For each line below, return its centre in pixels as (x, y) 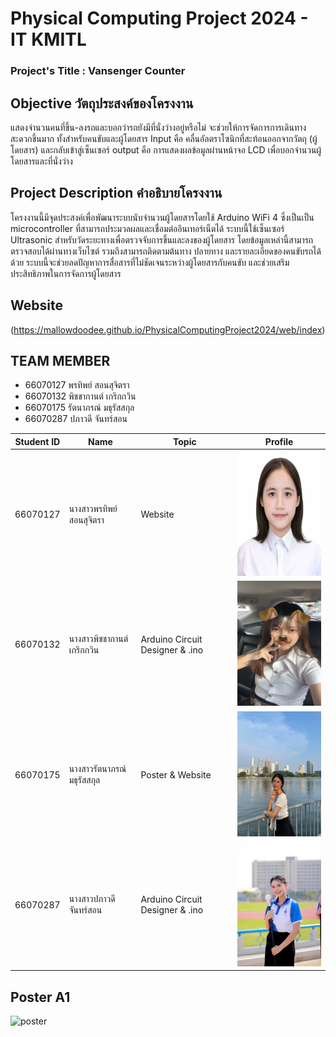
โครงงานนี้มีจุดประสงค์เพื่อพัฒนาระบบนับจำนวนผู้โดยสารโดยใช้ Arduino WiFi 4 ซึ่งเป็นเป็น (162, 217)
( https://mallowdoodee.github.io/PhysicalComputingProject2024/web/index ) (168, 329)
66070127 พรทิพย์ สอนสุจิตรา (77, 385)
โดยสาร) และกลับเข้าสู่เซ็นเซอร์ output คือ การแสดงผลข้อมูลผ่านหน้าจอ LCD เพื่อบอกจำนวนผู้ (166, 149)
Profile (279, 441)
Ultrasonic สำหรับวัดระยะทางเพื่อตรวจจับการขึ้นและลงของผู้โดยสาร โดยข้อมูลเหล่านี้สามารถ (162, 239)
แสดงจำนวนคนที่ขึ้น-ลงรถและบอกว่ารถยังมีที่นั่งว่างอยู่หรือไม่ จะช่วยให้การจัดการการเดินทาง (158, 127)
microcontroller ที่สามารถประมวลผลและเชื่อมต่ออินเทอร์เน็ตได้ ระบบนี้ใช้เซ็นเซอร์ (147, 228)
